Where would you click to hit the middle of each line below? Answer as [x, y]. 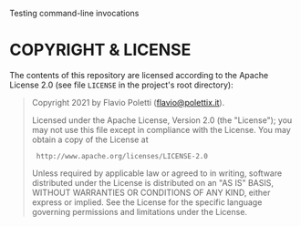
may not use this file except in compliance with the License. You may [161, 129]
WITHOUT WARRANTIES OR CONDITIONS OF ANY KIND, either [151, 192]
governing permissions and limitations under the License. [140, 211]
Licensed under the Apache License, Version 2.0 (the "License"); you [162, 120]
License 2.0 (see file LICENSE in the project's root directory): [122, 85]
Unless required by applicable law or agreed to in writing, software [157, 173]
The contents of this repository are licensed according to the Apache [139, 75]
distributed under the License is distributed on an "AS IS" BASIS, [153, 182]
